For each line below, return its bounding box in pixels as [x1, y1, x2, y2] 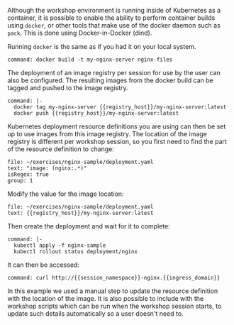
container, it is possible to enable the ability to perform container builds [7, 13, 216, 22]
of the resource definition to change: [7, 145, 115, 153]
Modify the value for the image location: [7, 189, 124, 198]
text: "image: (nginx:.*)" [7, 165, 87, 172]
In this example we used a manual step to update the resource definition [7, 287, 218, 295]
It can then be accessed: [7, 260, 80, 269]
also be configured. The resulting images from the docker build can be [7, 76, 214, 84]
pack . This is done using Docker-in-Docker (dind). [7, 28, 152, 37]
